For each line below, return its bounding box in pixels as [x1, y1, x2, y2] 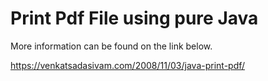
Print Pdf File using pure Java [10, 7, 259, 30]
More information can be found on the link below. [10, 40, 213, 52]
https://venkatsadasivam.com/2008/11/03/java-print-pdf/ [10, 59, 246, 71]
